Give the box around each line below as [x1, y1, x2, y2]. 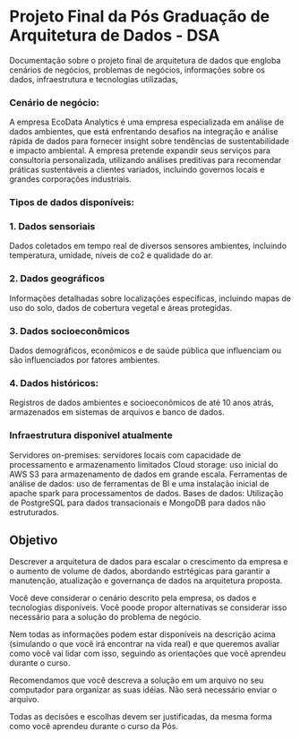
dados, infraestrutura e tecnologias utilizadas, [9, 73, 179, 84]
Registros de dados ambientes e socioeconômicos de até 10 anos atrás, [9, 397, 275, 409]
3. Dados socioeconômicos [9, 324, 130, 337]
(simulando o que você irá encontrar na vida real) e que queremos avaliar [9, 639, 280, 650]
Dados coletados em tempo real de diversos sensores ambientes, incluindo [9, 240, 287, 252]
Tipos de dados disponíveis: [9, 196, 135, 209]
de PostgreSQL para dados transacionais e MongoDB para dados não [9, 497, 266, 508]
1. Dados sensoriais [9, 220, 96, 233]
